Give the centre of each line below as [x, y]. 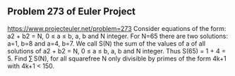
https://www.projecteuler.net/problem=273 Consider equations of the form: [117, 28]
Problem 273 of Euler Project [72, 12]
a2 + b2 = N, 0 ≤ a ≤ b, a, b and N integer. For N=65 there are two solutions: [117, 36]
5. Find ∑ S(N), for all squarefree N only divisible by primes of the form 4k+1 [117, 58]
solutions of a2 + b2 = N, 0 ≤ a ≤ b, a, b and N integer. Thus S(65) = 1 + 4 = [116, 51]
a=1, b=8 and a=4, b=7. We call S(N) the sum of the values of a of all [107, 43]
